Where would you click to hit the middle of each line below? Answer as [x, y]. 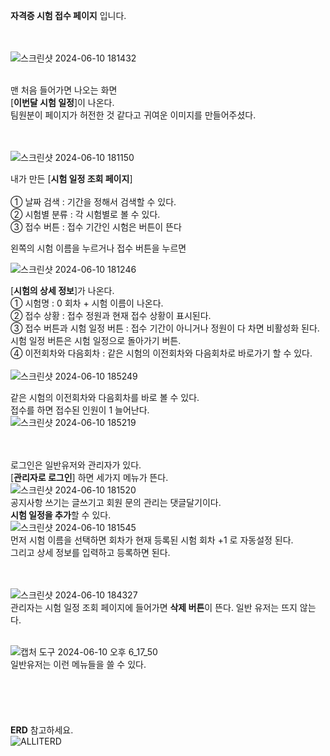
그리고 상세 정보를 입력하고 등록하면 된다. [90, 552]
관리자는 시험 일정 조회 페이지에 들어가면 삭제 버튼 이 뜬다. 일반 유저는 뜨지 [154, 607]
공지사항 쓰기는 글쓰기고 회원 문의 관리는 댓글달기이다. [116, 502]
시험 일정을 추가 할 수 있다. [61, 515]
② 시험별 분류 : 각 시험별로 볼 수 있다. [85, 214]
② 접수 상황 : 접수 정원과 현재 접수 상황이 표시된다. [111, 315]
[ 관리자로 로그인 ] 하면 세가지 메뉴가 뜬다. [89, 477]
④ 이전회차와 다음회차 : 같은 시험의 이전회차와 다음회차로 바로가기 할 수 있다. [161, 353]
